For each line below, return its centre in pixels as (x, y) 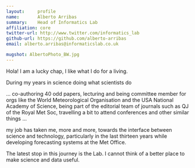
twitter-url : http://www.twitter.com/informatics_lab (73, 33)
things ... (17, 118)
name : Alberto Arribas (41, 17)
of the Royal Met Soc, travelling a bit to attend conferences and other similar (97, 112)
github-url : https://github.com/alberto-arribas (66, 38)
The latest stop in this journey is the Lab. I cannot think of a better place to (95, 153)
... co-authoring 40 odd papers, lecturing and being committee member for (96, 93)
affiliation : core (28, 28)
